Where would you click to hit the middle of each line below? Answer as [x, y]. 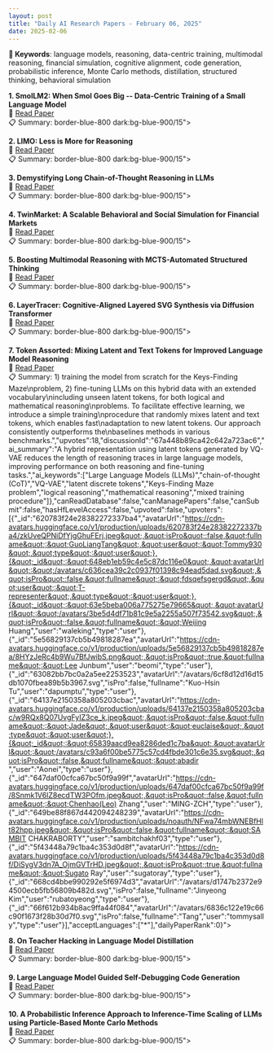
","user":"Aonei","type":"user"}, [61, 770]
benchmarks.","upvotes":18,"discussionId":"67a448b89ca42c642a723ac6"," [136, 441]
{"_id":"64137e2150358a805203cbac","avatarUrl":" [95, 700]
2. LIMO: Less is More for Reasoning [70, 141]
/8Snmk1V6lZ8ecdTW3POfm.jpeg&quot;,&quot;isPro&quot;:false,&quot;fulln [136, 796]
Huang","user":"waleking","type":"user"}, [77, 631]
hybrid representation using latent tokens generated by [156, 450]
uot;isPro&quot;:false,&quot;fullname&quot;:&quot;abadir [104, 761]
